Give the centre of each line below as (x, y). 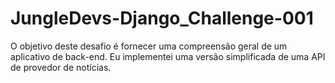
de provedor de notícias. (61, 67)
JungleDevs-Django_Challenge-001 (162, 18)
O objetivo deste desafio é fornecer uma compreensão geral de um (149, 46)
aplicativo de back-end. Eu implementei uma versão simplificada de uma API (168, 56)
